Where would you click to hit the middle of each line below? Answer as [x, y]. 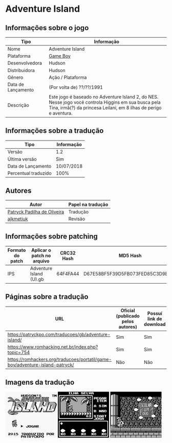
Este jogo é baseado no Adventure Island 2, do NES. [104, 97]
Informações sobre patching [52, 236]
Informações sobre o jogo [47, 28]
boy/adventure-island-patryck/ [41, 365]
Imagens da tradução [40, 382]
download [155, 324]
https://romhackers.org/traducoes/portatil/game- [59, 359]
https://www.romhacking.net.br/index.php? [53, 347]
